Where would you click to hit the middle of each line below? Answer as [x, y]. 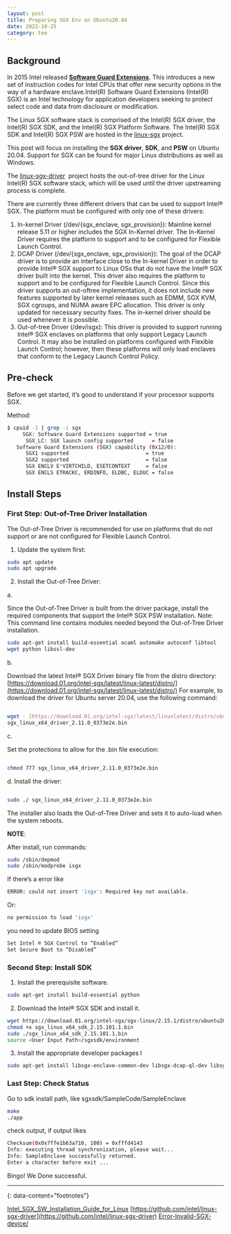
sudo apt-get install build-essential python [73, 995]
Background [34, 60]
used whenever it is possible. [58, 320]
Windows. [21, 163]
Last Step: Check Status [48, 1084]
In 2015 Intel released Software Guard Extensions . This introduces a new [111, 77]
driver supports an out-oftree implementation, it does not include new [115, 291]
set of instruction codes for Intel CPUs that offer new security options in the [114, 85]
